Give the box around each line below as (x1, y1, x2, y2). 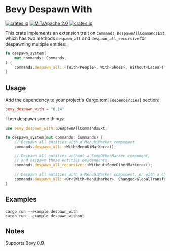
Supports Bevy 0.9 (5, 240, 44, 246)
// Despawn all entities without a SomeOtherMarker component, (14, 153, 151, 158)
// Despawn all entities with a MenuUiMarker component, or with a (14, 172, 159, 177)
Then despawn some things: (5, 116, 65, 122)
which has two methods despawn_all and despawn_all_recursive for (5, 35, 146, 41)
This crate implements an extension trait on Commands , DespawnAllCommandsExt (5, 30, 165, 36)
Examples (5, 195, 37, 204)
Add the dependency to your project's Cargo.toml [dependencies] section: (5, 97, 159, 103)
